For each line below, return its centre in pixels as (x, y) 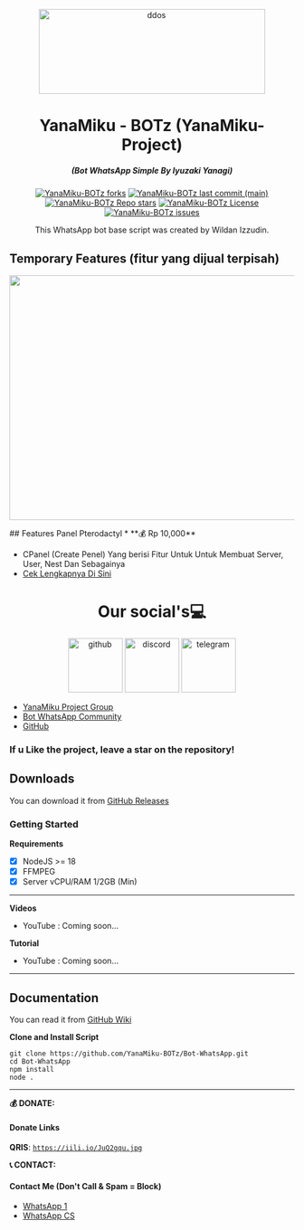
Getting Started (44, 824)
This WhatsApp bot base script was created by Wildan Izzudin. (152, 230)
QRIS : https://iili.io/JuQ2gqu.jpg (76, 1148)
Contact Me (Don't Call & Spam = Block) (85, 1186)
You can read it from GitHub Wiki (71, 1019)
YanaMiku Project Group (68, 706)
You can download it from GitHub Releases (89, 800)
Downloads (42, 779)
